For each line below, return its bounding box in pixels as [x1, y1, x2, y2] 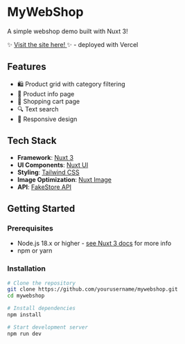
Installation [7, 264, 46, 273]
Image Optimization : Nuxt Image [17, 175, 112, 183]
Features [7, 61, 46, 73]
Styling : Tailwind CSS [17, 168, 80, 176]
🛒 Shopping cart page [17, 97, 80, 105]
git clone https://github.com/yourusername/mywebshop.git [7, 286, 178, 293]
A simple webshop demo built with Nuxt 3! [7, 27, 128, 35]
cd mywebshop [7, 292, 45, 300]
